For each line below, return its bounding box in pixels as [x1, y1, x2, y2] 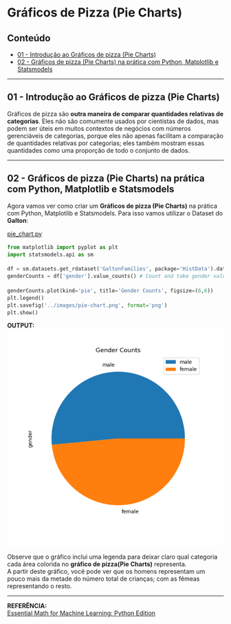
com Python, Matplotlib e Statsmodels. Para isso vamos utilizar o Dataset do [7, 208, 223, 217]
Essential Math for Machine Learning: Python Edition [7, 609, 156, 617]
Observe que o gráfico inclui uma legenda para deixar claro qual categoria [7, 552, 218, 561]
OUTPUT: [7, 321, 35, 330]
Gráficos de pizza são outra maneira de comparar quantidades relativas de [7, 109, 224, 118]
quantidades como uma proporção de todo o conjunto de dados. [7, 146, 190, 154]
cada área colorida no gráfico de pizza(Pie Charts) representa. [7, 560, 187, 568]
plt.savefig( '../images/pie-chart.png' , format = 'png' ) [7, 301, 168, 309]
